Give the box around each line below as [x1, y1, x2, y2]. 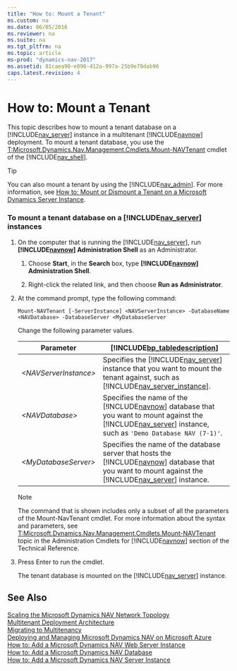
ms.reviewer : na [7, 30, 55, 37]
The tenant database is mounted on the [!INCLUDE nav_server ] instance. [17, 571, 227, 579]
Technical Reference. [17, 544, 80, 552]
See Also [7, 592, 47, 604]
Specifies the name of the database [102, 439, 221, 449]
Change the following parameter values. [17, 326, 134, 334]
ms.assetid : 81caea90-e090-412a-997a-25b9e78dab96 [7, 63, 159, 70]
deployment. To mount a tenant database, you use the [7, 138, 164, 147]
